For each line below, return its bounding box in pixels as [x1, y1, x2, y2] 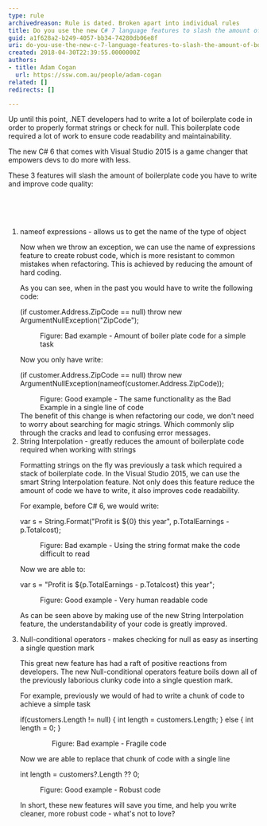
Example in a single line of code [39, 403, 145, 413]
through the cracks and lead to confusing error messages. [19, 428, 211, 438]
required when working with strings [19, 445, 137, 455]
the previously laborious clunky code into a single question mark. [19, 675, 234, 685]
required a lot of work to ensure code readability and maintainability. [8, 131, 232, 141]
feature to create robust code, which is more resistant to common [19, 251, 235, 260]
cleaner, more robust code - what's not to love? [19, 809, 176, 819]
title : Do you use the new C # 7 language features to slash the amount [8, 26, 250, 34]
